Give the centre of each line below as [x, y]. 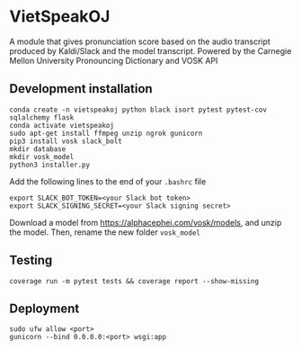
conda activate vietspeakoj [62, 125]
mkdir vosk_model [42, 157]
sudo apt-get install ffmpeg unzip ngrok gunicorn [106, 133]
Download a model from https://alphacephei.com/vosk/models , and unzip [146, 222]
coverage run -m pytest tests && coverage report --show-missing [134, 281]
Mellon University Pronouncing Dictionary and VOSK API [114, 60]
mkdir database [38, 149]
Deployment [44, 308]
